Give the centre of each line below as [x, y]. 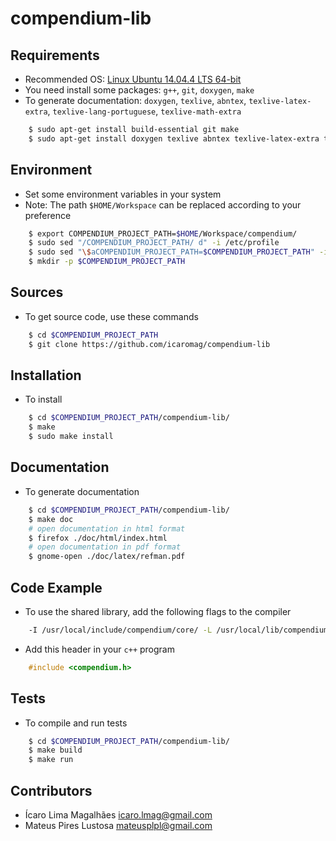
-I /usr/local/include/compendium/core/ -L [120, 630]
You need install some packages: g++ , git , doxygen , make [139, 90]
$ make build [55, 750]
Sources [37, 292]
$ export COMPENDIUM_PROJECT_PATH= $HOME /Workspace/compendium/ [163, 233]
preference [48, 215]
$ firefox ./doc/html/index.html [98, 538]
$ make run [51, 760]
